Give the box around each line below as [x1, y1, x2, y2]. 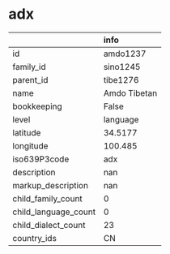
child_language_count [12, 206, 96, 217]
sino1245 [103, 61, 141, 72]
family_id [12, 61, 46, 72]
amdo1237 [103, 48, 147, 59]
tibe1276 [103, 74, 139, 85]
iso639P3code [12, 153, 70, 165]
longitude [12, 140, 49, 151]
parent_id [12, 74, 49, 85]
